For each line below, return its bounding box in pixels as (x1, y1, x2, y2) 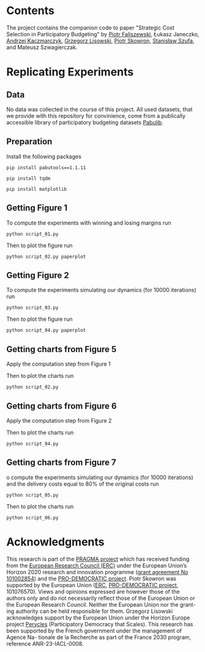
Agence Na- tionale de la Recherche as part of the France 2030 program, (6, 633, 192, 641)
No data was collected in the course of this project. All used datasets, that (6, 105, 193, 113)
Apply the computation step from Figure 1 (6, 360, 111, 368)
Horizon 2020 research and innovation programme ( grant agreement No (6, 568, 188, 575)
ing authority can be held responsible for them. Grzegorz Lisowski (6, 607, 173, 615)
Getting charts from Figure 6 (6, 401, 117, 411)
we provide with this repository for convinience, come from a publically (6, 112, 185, 120)
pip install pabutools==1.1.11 (6, 164, 86, 171)
